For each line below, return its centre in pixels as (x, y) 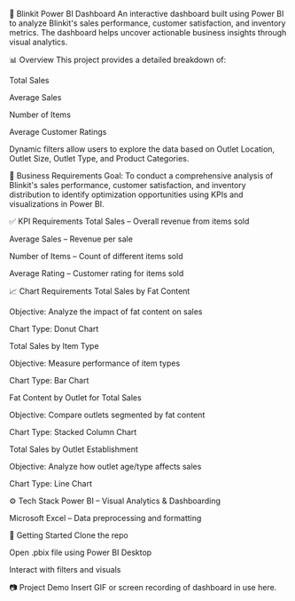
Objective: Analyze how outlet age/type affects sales (105, 467)
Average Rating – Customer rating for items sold (97, 273)
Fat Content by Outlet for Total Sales (75, 398)
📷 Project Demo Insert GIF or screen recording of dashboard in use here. (143, 587)
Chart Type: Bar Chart (49, 380)
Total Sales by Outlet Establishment (74, 449)
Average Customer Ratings (58, 132)
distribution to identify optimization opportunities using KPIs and (126, 194)
